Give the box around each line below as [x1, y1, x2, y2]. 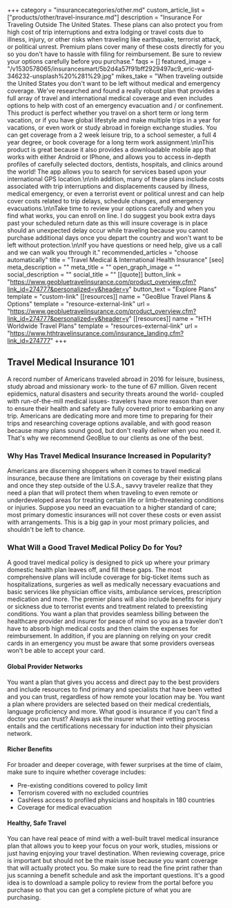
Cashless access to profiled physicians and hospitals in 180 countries [17, 795, 215, 804]
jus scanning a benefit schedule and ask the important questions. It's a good [7, 871, 225, 880]
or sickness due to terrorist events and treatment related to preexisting [7, 602, 209, 611]
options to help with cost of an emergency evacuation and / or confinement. [7, 102, 224, 109]
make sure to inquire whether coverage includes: [7, 768, 146, 776]
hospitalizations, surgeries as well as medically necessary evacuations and [7, 580, 221, 589]
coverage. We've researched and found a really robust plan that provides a [7, 86, 220, 95]
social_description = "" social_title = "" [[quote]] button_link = [7, 270, 182, 279]
